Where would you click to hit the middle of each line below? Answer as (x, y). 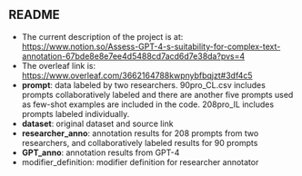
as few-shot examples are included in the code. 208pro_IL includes (148, 104)
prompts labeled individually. (75, 113)
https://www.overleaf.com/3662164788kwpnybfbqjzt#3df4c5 (137, 75)
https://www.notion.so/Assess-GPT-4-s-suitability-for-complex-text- (151, 46)
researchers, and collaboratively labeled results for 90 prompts (140, 142)
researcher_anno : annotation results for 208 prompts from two (140, 133)
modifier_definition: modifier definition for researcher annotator (140, 161)
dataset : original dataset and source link (97, 123)
